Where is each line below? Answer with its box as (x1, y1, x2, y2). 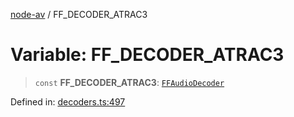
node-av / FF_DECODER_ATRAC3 (10, 9, 148, 20)
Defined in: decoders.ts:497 (10, 95, 126, 108)
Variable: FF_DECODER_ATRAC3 (10, 44, 285, 66)
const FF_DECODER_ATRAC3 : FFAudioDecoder (34, 76, 225, 88)
